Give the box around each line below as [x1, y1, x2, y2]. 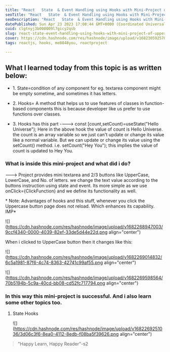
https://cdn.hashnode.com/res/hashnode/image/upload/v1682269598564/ [7, 275, 163, 281]
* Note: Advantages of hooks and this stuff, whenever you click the [5, 198, 145, 204]
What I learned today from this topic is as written [5, 64, 162, 72]
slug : [5, 31, 17, 36]
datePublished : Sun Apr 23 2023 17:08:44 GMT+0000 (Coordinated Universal [5, 21, 166, 27]
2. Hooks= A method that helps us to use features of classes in [12, 100, 144, 106]
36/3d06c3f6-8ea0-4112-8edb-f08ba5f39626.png [12, 331, 119, 337]
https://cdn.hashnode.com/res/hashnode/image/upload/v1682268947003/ [7, 223, 163, 229]
